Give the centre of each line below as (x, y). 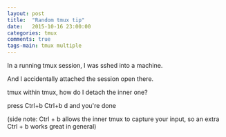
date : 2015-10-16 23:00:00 (49, 26)
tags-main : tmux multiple (44, 46)
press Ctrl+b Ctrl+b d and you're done (62, 106)
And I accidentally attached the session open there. (81, 79)
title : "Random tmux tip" (46, 20)
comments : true (29, 39)
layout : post (26, 13)
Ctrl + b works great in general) (52, 126)
